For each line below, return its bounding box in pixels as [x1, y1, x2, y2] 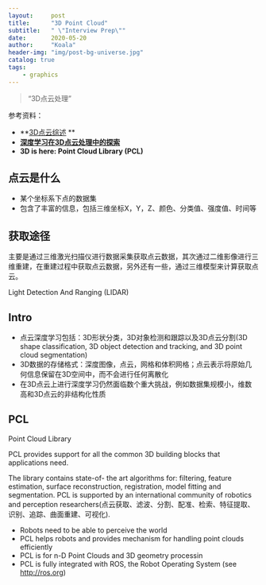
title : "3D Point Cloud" [8, 19, 109, 27]
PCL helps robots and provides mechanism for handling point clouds [19, 533, 245, 543]
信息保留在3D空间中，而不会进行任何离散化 [26, 370, 169, 379]
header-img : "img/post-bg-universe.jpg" [8, 48, 145, 56]
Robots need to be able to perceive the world [19, 525, 168, 535]
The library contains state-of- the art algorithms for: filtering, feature [8, 473, 232, 482]
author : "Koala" [8, 41, 77, 49]
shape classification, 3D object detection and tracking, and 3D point [19, 342, 243, 351]
